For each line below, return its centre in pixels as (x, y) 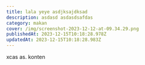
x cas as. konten (26, 57)
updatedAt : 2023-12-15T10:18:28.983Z (54, 40)
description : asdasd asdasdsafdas (50, 17)
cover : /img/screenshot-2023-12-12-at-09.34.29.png (72, 29)
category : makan (27, 23)
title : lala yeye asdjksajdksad (47, 12)
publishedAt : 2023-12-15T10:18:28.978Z (56, 34)
